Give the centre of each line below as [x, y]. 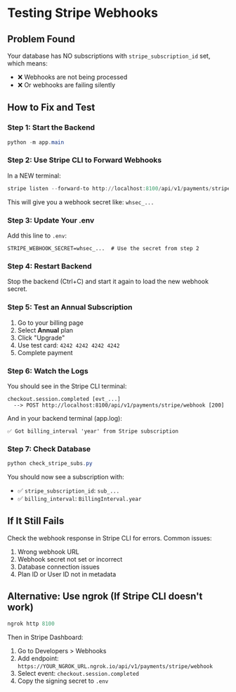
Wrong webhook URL [48, 552]
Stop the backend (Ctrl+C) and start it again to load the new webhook [108, 282]
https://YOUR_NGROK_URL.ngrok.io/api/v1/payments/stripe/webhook [115, 666]
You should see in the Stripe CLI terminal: [67, 386]
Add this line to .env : [37, 236]
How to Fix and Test [51, 107]
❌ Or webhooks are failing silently [66, 85]
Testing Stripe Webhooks [83, 13]
